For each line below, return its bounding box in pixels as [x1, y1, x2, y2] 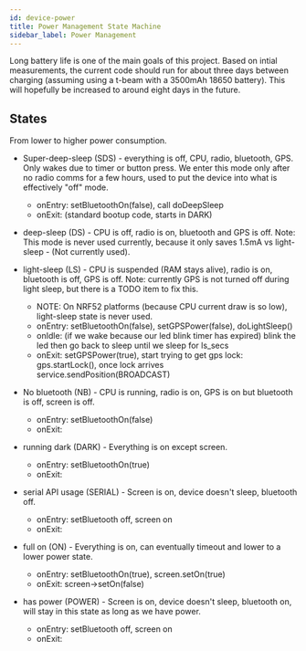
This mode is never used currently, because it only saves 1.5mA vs [22, 236, 274, 247]
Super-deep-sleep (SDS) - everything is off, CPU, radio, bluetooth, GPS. [22, 152, 294, 164]
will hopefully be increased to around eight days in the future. [9, 84, 241, 96]
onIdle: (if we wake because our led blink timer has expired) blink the [36, 331, 297, 341]
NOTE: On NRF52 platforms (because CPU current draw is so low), [36, 301, 288, 312]
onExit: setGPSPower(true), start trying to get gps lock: [36, 350, 244, 361]
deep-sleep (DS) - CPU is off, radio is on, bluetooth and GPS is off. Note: [22, 227, 296, 238]
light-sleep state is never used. [36, 311, 153, 322]
